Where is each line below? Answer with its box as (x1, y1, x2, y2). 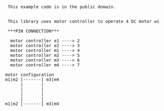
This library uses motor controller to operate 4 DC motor (7, 19, 152, 24)
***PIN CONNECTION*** (7, 29, 60, 33)
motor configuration (5, 72, 55, 77)
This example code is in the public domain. (7, 4, 116, 9)
